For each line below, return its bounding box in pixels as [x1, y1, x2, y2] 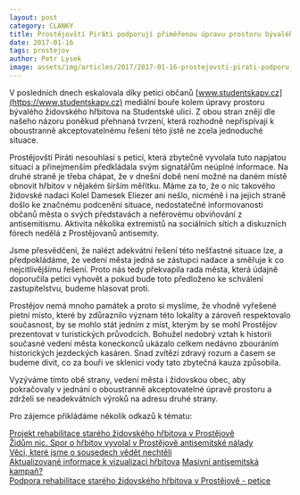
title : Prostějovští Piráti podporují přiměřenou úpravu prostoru [9, 29, 262, 38]
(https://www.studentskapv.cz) [9, 96, 123, 107]
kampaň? [9, 466, 43, 476]
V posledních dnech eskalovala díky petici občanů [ [9, 87, 199, 98]
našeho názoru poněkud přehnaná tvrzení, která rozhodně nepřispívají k [9, 115, 275, 126]
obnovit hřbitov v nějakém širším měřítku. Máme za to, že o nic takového [9, 180, 276, 191]
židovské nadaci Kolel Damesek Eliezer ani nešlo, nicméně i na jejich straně [9, 189, 287, 201]
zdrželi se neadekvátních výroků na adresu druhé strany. [9, 393, 219, 404]
